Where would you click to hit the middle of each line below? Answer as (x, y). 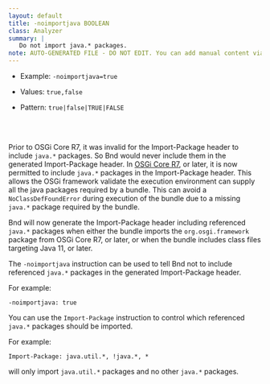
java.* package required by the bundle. (74, 207)
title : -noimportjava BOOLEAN (59, 23)
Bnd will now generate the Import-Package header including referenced (127, 223)
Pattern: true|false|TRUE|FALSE (72, 107)
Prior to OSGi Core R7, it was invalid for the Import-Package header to (124, 147)
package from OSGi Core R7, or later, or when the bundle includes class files (135, 239)
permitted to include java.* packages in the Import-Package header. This (130, 173)
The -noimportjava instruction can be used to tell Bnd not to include (121, 264)
